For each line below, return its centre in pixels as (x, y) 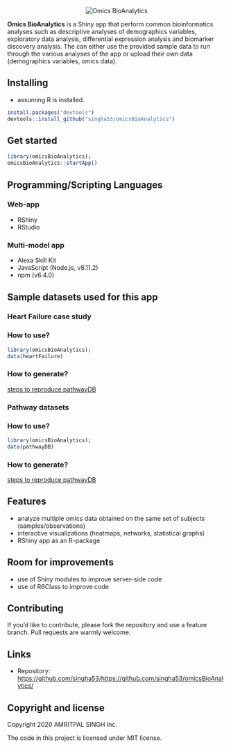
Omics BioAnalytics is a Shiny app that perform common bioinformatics (110, 24)
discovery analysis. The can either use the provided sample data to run (109, 46)
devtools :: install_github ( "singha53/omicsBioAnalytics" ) (91, 119)
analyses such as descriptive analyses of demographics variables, (102, 32)
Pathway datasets (38, 407)
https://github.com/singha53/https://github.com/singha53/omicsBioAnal (120, 679)
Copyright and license (56, 708)
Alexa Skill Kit (37, 260)
